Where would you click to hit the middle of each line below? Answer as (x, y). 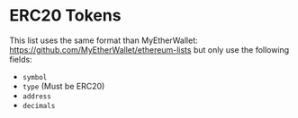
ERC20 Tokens (65, 16)
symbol (35, 77)
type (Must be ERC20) (63, 86)
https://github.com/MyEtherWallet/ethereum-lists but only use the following (149, 49)
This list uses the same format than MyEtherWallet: (104, 40)
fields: (21, 59)
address (36, 96)
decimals (39, 105)
